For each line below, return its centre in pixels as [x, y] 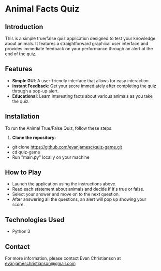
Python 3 [21, 231]
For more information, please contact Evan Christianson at [63, 258]
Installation [22, 116]
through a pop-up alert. [35, 91]
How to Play [23, 173]
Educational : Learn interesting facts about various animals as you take [82, 96]
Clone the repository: [34, 137]
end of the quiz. [21, 54]
